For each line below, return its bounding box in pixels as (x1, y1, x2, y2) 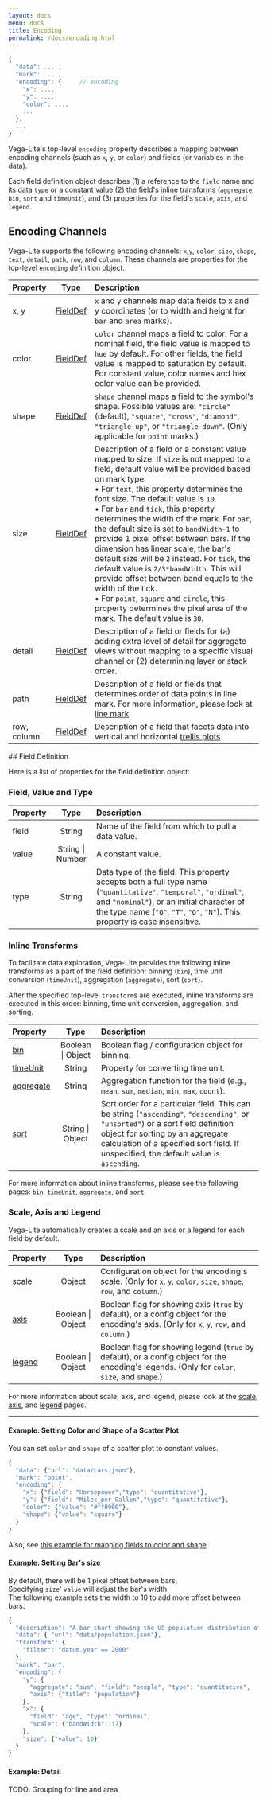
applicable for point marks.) (94, 431, 199, 442)
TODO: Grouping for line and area (8, 1784, 118, 1794)
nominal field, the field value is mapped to (94, 337, 250, 349)
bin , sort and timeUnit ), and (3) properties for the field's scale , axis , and (8, 193, 248, 203)
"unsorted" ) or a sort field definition (100, 1118, 234, 1129)
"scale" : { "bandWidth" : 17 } (29, 1720, 123, 1728)
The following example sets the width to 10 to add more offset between (8, 1593, 241, 1602)
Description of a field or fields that (94, 678, 222, 689)
